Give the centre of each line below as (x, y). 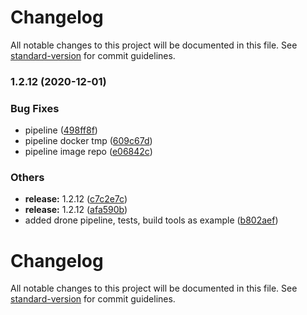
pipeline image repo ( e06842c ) (88, 152)
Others (27, 178)
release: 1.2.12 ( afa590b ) (76, 210)
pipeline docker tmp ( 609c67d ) (88, 141)
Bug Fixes (35, 108)
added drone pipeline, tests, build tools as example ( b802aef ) (151, 220)
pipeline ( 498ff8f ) (61, 130)
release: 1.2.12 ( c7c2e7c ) (76, 199)
